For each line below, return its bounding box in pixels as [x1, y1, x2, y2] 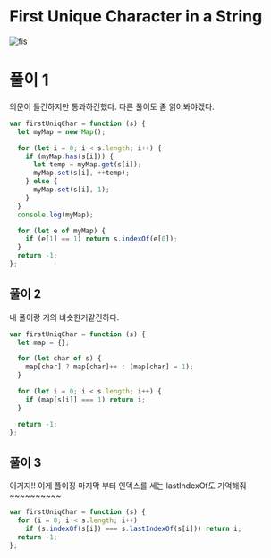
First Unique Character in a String [9, 6, 263, 27]
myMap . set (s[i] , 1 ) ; [32, 185, 110, 194]
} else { [25, 177, 58, 186]
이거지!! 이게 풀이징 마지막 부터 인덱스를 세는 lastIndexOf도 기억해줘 [9, 480, 247, 491]
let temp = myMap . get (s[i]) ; [32, 160, 142, 169]
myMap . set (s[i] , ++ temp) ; [32, 168, 130, 178]
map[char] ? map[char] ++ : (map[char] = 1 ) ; [25, 362, 194, 372]
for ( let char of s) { [17, 354, 102, 363]
